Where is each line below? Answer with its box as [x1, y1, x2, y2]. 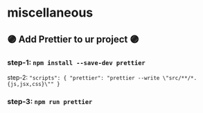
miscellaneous [7, 5, 94, 21]
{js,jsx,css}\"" [7, 80, 54, 87]
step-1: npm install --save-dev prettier [7, 58, 145, 67]
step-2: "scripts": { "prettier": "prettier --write [7, 73, 160, 81]
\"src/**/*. [162, 74, 197, 81]
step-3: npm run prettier [7, 96, 93, 106]
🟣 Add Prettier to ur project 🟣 [7, 33, 139, 45]
